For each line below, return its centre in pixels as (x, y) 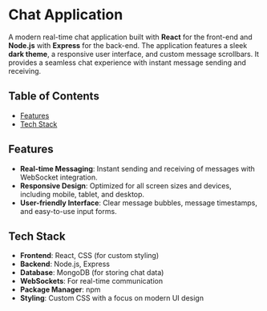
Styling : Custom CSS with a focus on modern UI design (112, 298)
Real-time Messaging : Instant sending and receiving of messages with (137, 168)
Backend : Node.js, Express (65, 264)
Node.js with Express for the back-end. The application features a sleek (128, 45)
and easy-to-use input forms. (69, 211)
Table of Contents (54, 97)
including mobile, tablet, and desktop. (82, 194)
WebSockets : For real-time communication (91, 281)
